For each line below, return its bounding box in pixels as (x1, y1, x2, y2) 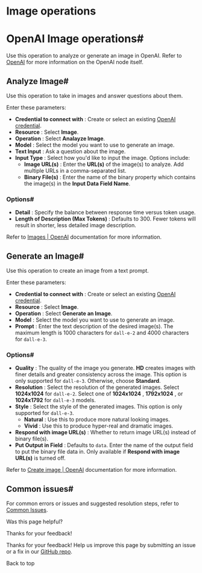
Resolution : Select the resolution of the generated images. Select (14, 383, 180, 391)
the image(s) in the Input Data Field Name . (24, 180, 131, 187)
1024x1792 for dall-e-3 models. (14, 397, 96, 404)
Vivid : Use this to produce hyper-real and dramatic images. (24, 422, 174, 429)
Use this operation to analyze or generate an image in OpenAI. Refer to (6, 52, 182, 59)
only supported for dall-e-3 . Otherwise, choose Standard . (14, 377, 161, 385)
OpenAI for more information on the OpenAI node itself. (6, 59, 144, 66)
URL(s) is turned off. (14, 454, 66, 462)
